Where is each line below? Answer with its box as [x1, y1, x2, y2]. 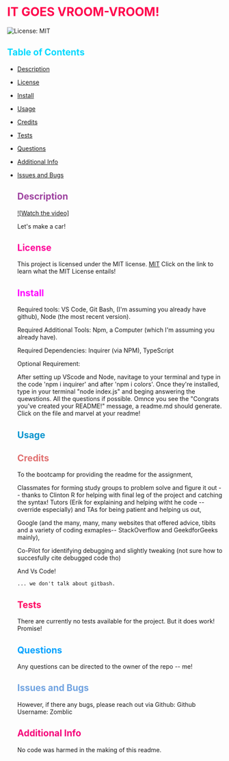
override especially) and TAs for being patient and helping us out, [16, 506, 202, 514]
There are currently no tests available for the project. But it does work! [16, 617, 215, 625]
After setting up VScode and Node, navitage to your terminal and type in [16, 373, 221, 381]
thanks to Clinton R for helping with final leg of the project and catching [21, 491, 223, 500]
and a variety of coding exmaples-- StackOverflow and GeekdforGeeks [16, 526, 218, 534]
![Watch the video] [16, 209, 70, 217]
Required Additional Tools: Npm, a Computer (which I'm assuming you [16, 326, 215, 334]
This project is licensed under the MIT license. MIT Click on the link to [16, 260, 214, 268]
